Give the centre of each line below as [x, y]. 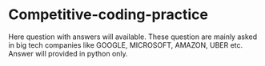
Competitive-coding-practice [108, 15]
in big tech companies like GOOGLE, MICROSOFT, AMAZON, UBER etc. [126, 45]
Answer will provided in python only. [68, 53]
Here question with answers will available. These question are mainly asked [133, 37]
